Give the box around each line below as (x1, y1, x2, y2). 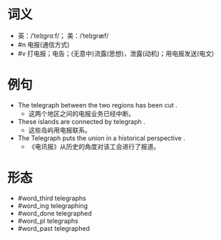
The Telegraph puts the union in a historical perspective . (17, 133, 185, 142)
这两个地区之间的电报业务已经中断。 (28, 109, 135, 118)
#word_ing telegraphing (17, 201, 88, 210)
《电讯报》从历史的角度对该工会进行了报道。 (28, 142, 160, 150)
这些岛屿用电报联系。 (28, 125, 91, 134)
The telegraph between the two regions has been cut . (17, 100, 178, 109)
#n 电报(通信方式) (17, 40, 70, 48)
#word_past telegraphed (17, 224, 91, 232)
